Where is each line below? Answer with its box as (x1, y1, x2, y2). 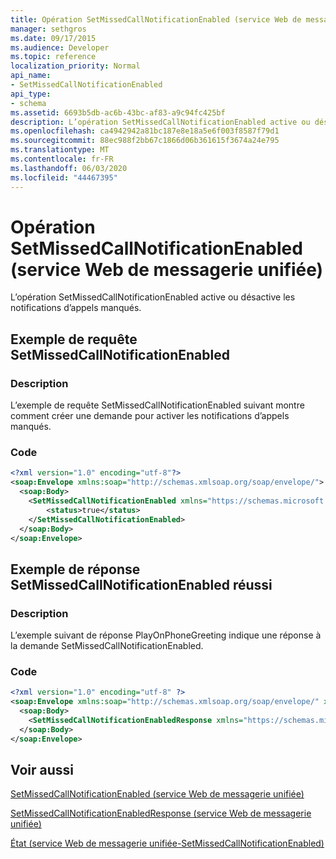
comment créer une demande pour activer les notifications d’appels (10, 410, 290, 422)
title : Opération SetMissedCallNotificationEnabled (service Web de (10, 14, 302, 25)
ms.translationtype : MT (10, 145, 110, 155)
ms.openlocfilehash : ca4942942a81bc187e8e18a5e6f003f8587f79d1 (10, 126, 280, 136)
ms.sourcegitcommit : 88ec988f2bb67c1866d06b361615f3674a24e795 (10, 136, 280, 146)
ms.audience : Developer (10, 42, 110, 53)
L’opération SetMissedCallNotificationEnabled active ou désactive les (10, 291, 296, 303)
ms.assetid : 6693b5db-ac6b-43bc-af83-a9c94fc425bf (10, 107, 226, 118)
